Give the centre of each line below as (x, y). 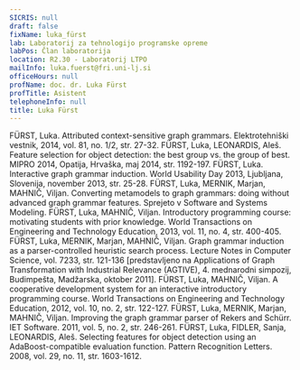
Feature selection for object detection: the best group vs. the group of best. (150, 155)
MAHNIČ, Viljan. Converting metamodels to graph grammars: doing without (150, 193)
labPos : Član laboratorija (60, 51)
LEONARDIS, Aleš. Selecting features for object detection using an (133, 337)
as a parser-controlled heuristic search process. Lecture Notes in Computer (150, 251)
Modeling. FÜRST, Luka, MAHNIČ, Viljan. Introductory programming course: (150, 212)
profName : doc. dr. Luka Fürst (68, 85)
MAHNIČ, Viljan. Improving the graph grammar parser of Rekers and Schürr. (150, 318)
